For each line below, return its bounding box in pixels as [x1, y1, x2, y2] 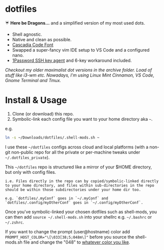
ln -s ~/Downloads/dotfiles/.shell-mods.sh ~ [5, 135, 99, 140]
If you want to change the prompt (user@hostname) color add [5, 228, 130, 234]
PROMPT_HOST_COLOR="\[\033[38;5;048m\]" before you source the [5, 234, 135, 240]
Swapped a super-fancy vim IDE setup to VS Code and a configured [12, 47, 150, 53]
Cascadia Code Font [12, 42, 54, 48]
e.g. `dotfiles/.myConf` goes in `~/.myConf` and [5, 195, 109, 201]
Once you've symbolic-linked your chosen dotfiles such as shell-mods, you [5, 209, 157, 215]
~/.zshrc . [5, 219, 24, 225]
